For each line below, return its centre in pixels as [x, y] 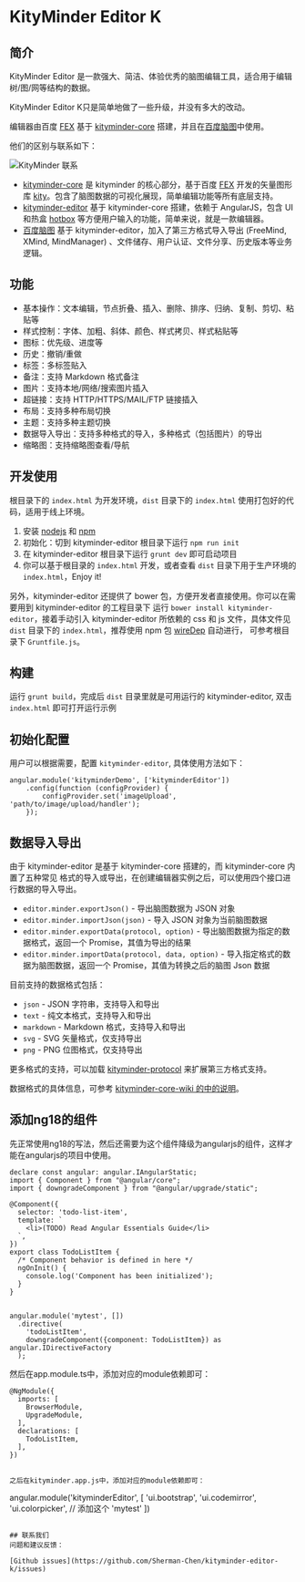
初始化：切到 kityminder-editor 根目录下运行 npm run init [131, 542]
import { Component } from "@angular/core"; [95, 1180]
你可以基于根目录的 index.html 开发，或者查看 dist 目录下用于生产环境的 [159, 565]
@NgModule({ [32, 1391]
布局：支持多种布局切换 [66, 410]
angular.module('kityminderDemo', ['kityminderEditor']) [120, 781]
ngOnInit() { [42, 1268]
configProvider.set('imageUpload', [110, 796]
